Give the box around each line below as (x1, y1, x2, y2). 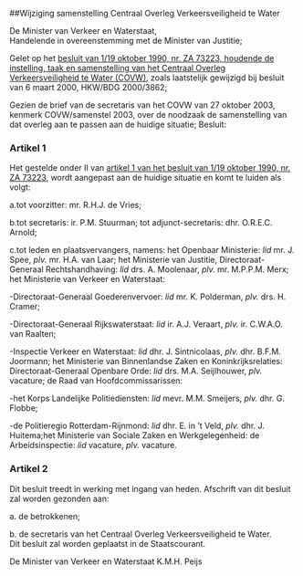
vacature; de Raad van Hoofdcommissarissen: (9, 375, 183, 386)
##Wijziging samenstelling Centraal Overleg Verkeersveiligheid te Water (9, 8, 280, 18)
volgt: (9, 182, 31, 193)
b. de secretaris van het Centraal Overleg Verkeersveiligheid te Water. (9, 529, 272, 539)
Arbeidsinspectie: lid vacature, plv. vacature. (9, 440, 178, 451)
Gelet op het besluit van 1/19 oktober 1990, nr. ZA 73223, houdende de (9, 53, 275, 63)
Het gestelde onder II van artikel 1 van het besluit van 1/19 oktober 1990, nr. (9, 162, 291, 173)
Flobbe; (9, 403, 38, 414)
